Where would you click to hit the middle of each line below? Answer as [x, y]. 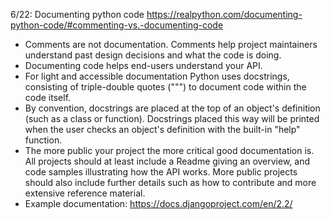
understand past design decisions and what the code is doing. [153, 55]
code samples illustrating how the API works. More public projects [161, 172]
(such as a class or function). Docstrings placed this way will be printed [172, 118]
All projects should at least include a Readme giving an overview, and [167, 161]
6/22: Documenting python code [77, 14]
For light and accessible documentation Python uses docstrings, [157, 76]
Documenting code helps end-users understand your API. [143, 65]
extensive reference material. [85, 193]
